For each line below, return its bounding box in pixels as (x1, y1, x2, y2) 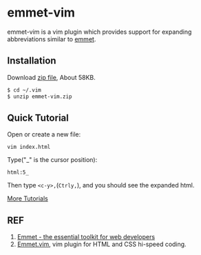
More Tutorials (7, 194, 48, 203)
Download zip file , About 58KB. (7, 73, 96, 81)
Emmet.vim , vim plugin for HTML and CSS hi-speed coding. (17, 240, 187, 249)
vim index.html (7, 143, 51, 151)
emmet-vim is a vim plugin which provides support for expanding (7, 28, 192, 36)
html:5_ (7, 169, 30, 176)
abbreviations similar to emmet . (7, 34, 96, 43)
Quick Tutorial (7, 112, 69, 123)
